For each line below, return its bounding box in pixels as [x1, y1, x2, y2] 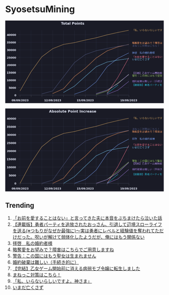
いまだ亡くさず [12, 284, 44, 290]
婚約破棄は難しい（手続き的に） [12, 259, 79, 265]
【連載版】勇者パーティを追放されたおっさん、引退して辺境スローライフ [12, 221, 162, 227]
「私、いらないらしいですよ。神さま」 [12, 278, 92, 284]
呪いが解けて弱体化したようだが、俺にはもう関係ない [34, 234, 145, 240]
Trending [5, 201, 34, 210]
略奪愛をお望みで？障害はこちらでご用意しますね [12, 247, 114, 253]
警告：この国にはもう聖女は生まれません [12, 253, 97, 259]
